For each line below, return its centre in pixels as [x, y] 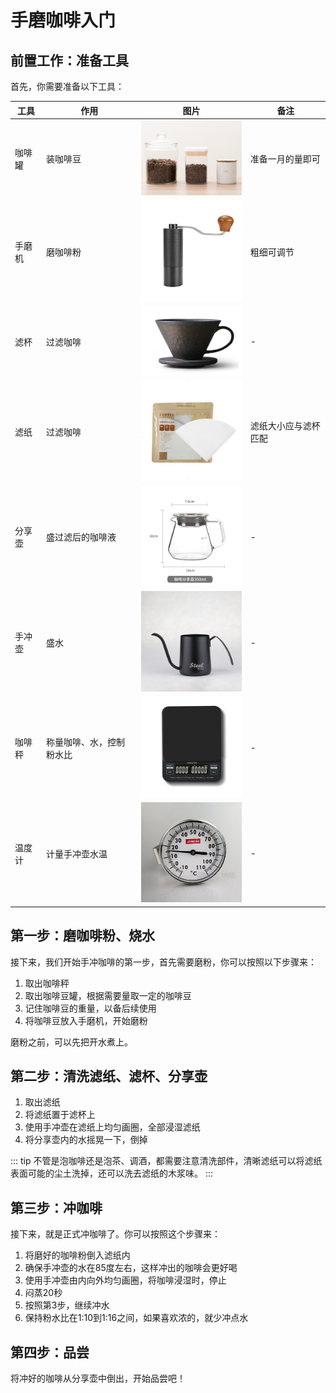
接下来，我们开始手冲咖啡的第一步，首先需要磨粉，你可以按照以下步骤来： [163, 962]
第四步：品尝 [50, 1352]
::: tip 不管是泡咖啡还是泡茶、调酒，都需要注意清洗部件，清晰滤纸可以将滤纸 [166, 1161]
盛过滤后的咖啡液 [81, 537]
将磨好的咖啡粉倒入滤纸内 [77, 1255]
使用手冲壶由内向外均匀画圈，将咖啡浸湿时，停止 [125, 1280]
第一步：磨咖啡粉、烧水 [82, 936]
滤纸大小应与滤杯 [285, 425]
